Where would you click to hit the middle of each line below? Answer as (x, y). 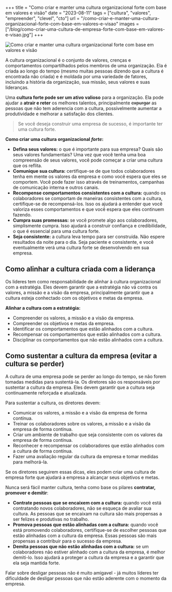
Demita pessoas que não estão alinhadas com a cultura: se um (81, 546)
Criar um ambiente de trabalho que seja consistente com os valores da (88, 435)
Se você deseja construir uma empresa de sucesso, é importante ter (90, 124)
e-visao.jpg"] (19, 35)
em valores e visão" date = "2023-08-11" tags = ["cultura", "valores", (78, 13)
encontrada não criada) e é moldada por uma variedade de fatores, (77, 76)
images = (129, 24)
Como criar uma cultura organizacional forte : (54, 139)
